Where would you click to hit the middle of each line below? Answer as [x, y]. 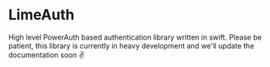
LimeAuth [42, 15]
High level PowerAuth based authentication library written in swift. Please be [135, 37]
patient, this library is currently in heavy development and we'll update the [131, 45]
